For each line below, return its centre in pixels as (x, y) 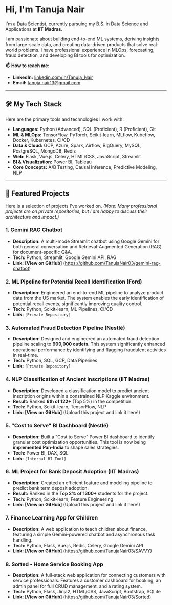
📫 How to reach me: (27, 66)
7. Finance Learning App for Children (52, 518)
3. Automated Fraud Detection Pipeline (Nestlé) (65, 328)
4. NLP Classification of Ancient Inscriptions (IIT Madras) (78, 379)
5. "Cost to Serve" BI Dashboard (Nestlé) (57, 425)
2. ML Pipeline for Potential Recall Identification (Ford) (74, 282)
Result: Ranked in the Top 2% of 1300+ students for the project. (81, 494)
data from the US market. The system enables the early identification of (88, 298)
